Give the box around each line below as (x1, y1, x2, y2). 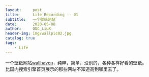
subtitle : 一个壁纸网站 (5, 17, 56, 22)
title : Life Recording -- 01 (5, 12, 79, 17)
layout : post (5, 7, 42, 13)
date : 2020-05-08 (5, 21, 56, 27)
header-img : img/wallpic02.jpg (5, 31, 72, 36)
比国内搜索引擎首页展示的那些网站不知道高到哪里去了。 (5, 66, 121, 72)
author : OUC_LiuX (5, 26, 51, 31)
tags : (5, 41, 17, 46)
